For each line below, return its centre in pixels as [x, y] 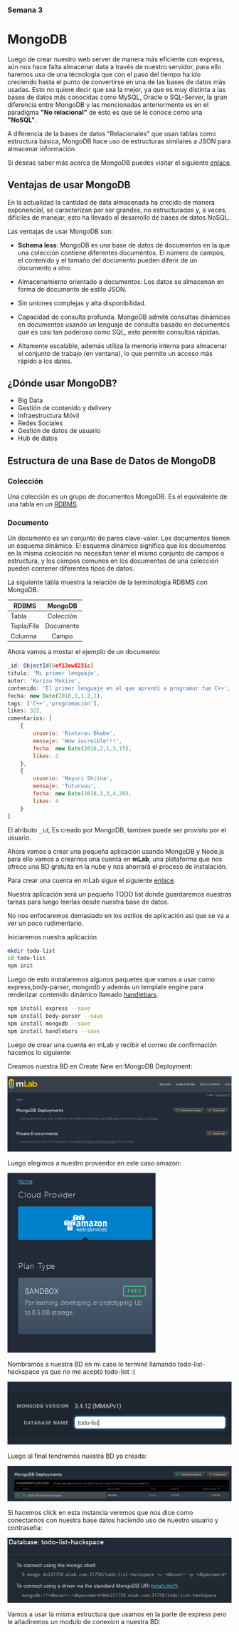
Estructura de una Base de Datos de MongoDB [112, 460]
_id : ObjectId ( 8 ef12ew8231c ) [51, 666]
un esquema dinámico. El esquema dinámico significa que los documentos [117, 546]
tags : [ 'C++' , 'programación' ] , [54, 703]
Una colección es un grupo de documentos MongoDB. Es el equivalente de [117, 496]
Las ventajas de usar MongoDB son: [60, 231]
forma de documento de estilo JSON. [72, 289]
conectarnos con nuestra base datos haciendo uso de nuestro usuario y [113, 1520]
